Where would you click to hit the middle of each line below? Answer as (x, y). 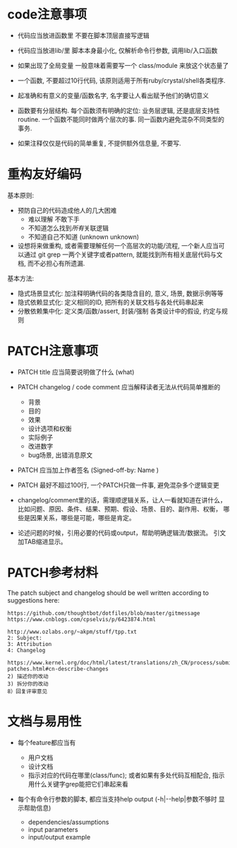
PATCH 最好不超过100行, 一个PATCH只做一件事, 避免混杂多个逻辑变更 (119, 485)
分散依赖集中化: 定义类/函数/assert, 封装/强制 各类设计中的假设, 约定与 (120, 311)
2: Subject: (25, 638)
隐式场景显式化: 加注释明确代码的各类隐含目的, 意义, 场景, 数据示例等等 (120, 293)
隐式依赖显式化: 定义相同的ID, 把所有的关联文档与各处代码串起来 (110, 302)
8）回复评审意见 (28, 691)
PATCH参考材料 (53, 572)
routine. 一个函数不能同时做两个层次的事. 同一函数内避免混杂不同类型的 (121, 119)
